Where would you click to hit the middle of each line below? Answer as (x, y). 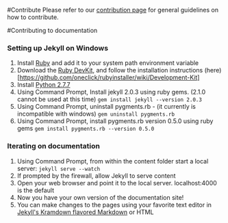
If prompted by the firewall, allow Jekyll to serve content (96, 175)
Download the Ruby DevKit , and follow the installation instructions (110, 70)
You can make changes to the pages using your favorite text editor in (114, 205)
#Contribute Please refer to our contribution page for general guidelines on (113, 10)
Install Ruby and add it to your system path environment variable (108, 63)
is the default (36, 190)
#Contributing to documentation (52, 30)
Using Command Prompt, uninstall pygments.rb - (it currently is (106, 107)
